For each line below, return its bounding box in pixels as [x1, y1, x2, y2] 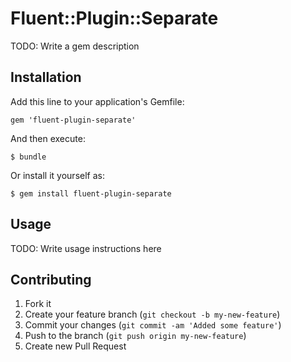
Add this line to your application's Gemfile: [10, 95, 185, 107]
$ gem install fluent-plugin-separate [10, 188, 172, 199]
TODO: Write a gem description [10, 40, 140, 52]
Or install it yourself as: [10, 169, 105, 181]
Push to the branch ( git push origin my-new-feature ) [24, 330, 247, 342]
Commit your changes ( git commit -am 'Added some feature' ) [24, 319, 282, 331]
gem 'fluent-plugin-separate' [10, 115, 137, 125]
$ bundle [10, 152, 47, 162]
